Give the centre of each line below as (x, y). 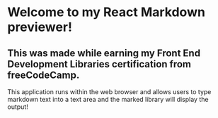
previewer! (40, 27)
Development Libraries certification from (99, 64)
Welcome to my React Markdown (106, 12)
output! (18, 107)
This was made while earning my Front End (104, 53)
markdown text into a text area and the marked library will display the (108, 99)
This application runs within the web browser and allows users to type (109, 92)
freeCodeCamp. (44, 75)
